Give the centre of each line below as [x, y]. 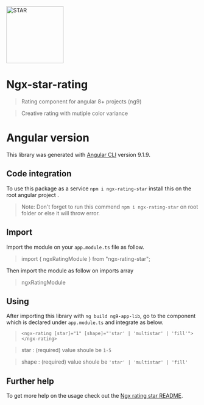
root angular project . [33, 195]
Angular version [48, 138]
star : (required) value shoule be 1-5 [66, 350]
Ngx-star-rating [47, 85]
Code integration [39, 174]
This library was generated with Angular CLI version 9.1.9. [79, 154]
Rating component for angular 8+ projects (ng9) [81, 101]
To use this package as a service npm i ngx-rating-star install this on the [99, 189]
